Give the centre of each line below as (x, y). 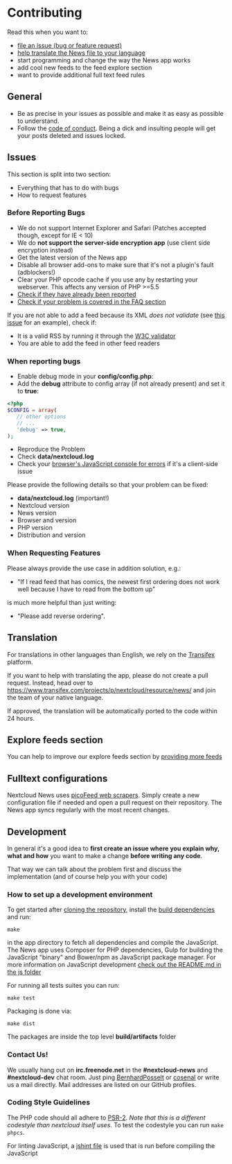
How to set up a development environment (80, 894)
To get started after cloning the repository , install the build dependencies (111, 909)
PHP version (35, 528)
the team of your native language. (55, 697)
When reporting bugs (44, 361)
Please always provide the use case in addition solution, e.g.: (94, 568)
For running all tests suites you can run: (63, 986)
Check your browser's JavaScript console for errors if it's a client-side (117, 464)
